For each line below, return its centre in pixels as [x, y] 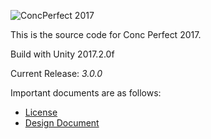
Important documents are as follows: [86, 93]
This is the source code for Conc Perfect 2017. [106, 34]
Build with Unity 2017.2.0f [62, 54]
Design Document [62, 123]
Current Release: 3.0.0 [56, 73]
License [41, 112]
